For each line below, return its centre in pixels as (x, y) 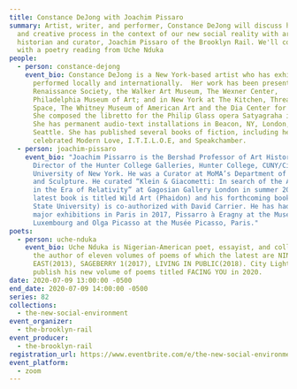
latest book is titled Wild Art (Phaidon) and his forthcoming (152, 198)
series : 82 (29, 297)
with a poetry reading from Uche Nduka (91, 50)
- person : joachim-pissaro (67, 149)
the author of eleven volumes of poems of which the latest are (153, 256)
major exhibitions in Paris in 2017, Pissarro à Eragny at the (152, 214)
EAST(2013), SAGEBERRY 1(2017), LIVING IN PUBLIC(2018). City (149, 264)
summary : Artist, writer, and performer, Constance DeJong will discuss (146, 26)
